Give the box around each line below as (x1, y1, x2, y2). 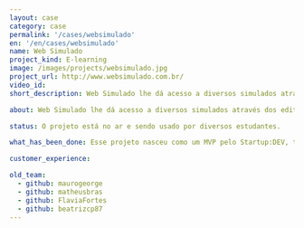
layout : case (9, 13, 59, 23)
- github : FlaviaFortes (17, 195, 107, 204)
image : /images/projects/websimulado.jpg (9, 64, 168, 73)
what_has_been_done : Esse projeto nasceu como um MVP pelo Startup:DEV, (9, 138, 290, 147)
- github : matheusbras (17, 187, 103, 196)
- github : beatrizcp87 (17, 204, 103, 214)
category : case (9, 22, 67, 31)
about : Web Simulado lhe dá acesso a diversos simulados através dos (9, 105, 278, 114)
